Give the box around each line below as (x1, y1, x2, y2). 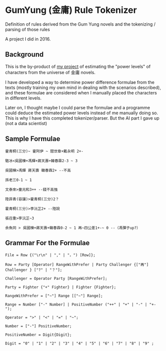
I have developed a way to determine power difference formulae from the (5, 79, 155, 85)
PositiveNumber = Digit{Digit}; (5, 332, 72, 338)
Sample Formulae (5, 134, 60, 143)
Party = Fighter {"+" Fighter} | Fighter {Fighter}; (5, 285, 116, 290)
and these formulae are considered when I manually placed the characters (5, 89, 157, 95)
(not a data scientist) (5, 120, 48, 126)
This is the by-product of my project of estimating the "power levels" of (5, 63, 151, 69)
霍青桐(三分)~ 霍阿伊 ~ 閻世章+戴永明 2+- (5, 149, 84, 154)
